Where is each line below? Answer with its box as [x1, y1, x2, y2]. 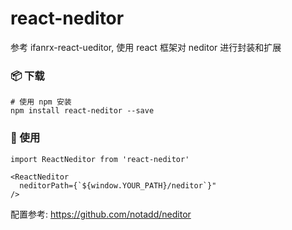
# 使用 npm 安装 [10, 97, 72, 107]
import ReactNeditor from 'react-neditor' [10, 154, 190, 164]
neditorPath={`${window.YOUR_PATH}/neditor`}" [19, 180, 217, 191]
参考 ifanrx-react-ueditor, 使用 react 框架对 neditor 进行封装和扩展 [10, 41, 282, 53]
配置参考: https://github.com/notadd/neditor [10, 208, 192, 220]
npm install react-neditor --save [10, 106, 155, 116]
